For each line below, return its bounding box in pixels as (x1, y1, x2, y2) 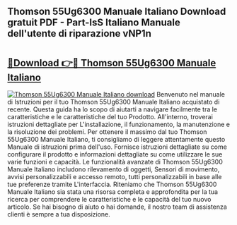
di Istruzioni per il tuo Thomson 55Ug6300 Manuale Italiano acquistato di (7, 98, 220, 106)
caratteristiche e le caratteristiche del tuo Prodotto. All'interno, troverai (7, 113, 214, 121)
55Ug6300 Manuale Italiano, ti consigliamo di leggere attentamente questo (7, 135, 226, 143)
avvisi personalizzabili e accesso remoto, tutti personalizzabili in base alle (7, 173, 222, 181)
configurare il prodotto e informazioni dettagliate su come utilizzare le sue (7, 150, 223, 158)
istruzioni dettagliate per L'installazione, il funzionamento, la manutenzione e (7, 120, 230, 128)
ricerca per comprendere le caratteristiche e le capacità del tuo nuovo (7, 195, 212, 203)
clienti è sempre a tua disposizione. (7, 210, 111, 218)
